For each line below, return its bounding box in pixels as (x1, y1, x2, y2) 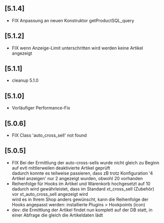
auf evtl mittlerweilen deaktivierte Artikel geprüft (11, 165, 111, 171)
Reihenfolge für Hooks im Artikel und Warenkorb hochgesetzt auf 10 (11, 181, 151, 186)
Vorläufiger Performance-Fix (11, 105, 71, 111)
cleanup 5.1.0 (11, 77, 39, 83)
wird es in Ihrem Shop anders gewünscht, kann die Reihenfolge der (11, 196, 149, 202)
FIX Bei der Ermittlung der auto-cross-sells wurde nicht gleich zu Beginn (11, 159, 160, 165)
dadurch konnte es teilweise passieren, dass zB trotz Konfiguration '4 (11, 170, 153, 176)
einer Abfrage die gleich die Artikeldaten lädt (11, 212, 103, 218)
